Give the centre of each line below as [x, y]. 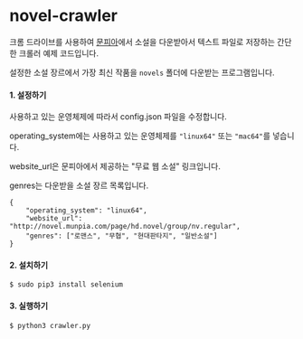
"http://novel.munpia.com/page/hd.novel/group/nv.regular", [125, 227]
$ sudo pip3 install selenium [66, 285]
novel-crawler [63, 16]
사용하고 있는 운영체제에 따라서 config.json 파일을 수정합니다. [118, 117]
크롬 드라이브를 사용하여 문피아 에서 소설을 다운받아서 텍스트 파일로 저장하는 [142, 42]
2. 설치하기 [28, 265]
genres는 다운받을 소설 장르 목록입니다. [79, 185]
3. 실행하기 [28, 306]
